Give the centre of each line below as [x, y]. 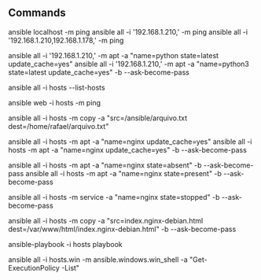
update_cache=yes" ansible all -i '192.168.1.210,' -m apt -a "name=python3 [129, 64]
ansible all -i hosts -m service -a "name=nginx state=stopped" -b [114, 197]
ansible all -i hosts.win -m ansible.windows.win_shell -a [98, 260]
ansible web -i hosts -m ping [54, 102]
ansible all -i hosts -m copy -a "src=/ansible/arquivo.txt [98, 118]
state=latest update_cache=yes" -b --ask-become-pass [99, 72]
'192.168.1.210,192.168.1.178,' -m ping [66, 40]
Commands [37, 13]
